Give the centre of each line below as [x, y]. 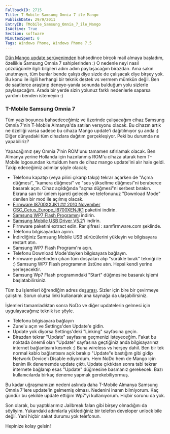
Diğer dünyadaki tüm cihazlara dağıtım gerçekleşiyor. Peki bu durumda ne [82, 136]
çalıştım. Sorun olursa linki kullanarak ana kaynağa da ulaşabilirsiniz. [77, 295]
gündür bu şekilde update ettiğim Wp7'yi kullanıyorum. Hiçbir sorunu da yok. [85, 396]
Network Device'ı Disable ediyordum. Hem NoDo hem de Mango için [84, 359]
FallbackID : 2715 [24, 10]
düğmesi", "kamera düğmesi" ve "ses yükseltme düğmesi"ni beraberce [87, 183]
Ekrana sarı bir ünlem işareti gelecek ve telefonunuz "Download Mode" [87, 194]
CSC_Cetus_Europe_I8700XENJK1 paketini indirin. [64, 210]
